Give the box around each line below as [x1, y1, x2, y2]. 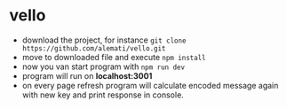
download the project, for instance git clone [21, 35, 187, 45]
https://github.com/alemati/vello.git [21, 43, 166, 53]
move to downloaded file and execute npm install [21, 51, 206, 62]
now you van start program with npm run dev [21, 61, 185, 72]
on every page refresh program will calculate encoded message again [21, 80, 279, 90]
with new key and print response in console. [21, 90, 184, 100]
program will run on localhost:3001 [21, 70, 153, 81]
